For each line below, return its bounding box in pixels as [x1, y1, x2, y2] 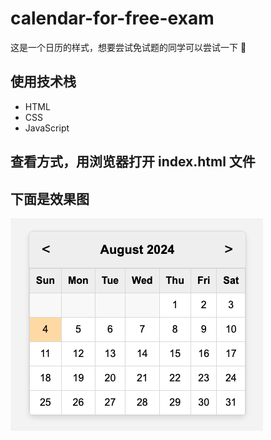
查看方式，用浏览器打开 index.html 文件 [10, 153, 256, 171]
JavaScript [24, 122, 70, 134]
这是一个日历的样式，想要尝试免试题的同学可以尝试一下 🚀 [10, 41, 247, 53]
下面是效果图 [10, 190, 90, 207]
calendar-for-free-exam [10, 7, 215, 30]
